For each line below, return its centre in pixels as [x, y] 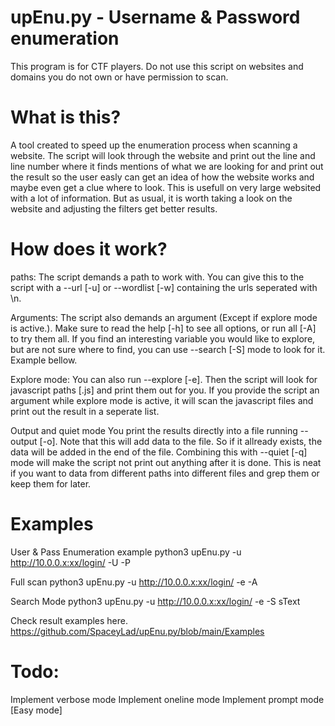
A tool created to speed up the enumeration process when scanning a [154, 145]
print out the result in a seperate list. [85, 411]
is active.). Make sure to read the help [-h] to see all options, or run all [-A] [163, 328]
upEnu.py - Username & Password [155, 17]
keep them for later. [51, 483]
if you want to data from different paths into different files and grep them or [165, 473]
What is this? [66, 117]
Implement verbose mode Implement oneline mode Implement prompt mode [167, 699]
